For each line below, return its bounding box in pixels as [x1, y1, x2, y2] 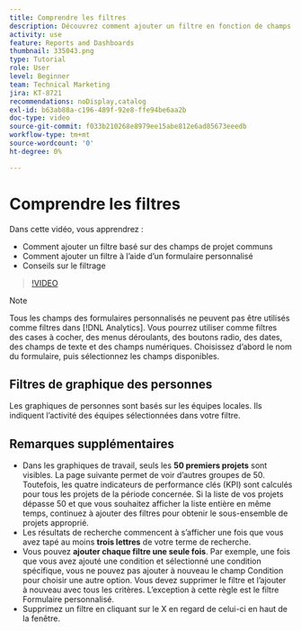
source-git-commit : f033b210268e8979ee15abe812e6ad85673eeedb [9, 122, 247, 131]
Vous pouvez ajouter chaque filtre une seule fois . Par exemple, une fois [22, 546, 290, 557]
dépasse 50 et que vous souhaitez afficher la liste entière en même [22, 499, 271, 509]
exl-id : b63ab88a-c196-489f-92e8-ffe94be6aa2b [9, 105, 187, 114]
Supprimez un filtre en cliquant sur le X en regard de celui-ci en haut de [22, 604, 288, 615]
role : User [9, 64, 50, 73]
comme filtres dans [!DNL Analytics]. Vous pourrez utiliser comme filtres [9, 321, 278, 333]
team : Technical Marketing [9, 80, 111, 89]
